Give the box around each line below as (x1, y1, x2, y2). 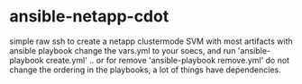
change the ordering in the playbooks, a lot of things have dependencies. (9, 64, 281, 75)
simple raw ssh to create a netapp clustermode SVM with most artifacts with (9, 36, 293, 46)
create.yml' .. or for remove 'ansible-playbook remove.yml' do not (45, 55, 290, 65)
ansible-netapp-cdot (9, 6, 169, 27)
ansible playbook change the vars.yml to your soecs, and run (9, 45, 236, 55)
